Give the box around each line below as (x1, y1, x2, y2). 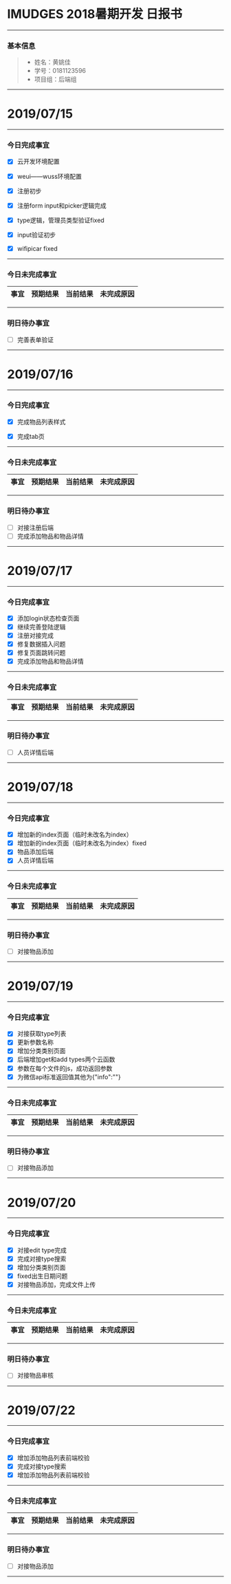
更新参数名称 (16, 1038, 54, 1046)
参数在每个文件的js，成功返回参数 (16, 1064, 113, 1072)
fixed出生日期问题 (16, 1272, 68, 1280)
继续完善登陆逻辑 (16, 622, 66, 631)
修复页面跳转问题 (16, 649, 66, 657)
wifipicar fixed (16, 244, 58, 252)
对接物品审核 (16, 1371, 54, 1380)
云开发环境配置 (16, 158, 60, 166)
